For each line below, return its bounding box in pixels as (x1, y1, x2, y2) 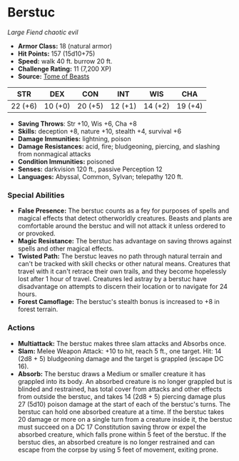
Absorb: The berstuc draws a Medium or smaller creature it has (17, 369, 205, 378)
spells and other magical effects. (17, 244, 114, 253)
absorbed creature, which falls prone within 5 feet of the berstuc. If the (17, 430, 227, 439)
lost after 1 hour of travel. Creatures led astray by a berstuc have (17, 275, 208, 283)
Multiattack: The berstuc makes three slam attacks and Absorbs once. (17, 339, 227, 348)
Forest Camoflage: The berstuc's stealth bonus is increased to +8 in (17, 298, 220, 306)
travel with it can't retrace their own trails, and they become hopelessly (17, 267, 227, 275)
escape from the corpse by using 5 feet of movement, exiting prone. (17, 445, 219, 454)
